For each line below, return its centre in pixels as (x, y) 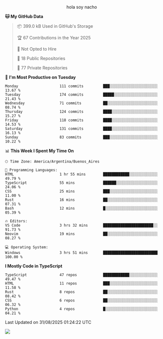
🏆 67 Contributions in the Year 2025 (54, 38)
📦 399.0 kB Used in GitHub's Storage (55, 26)
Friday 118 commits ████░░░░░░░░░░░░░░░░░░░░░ (81, 120)
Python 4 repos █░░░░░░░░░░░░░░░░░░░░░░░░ (81, 309)
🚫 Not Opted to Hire (37, 49)
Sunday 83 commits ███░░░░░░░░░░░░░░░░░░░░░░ (81, 137)
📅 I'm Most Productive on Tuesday (41, 77)
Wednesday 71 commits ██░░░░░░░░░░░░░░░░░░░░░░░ (81, 103)
